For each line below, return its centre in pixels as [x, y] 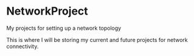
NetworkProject [47, 11]
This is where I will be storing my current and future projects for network [97, 40]
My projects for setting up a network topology [64, 28]
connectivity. [23, 46]
